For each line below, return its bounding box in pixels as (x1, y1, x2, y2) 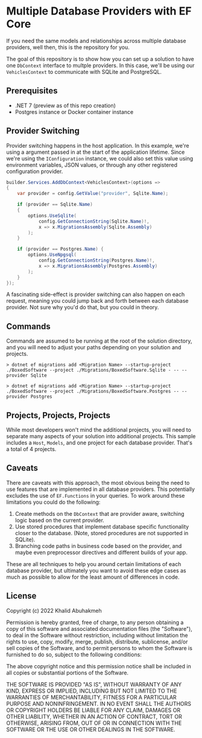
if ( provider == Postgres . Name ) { (17, 246, 104, 252)
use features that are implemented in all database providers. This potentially (6, 486, 195, 493)
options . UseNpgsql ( (28, 252, 77, 258)
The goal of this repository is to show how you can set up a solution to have (6, 55, 194, 62)
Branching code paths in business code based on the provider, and (14, 542, 182, 549)
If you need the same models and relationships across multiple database (6, 37, 186, 44)
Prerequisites (6, 86, 58, 96)
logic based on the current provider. (14, 516, 104, 524)
